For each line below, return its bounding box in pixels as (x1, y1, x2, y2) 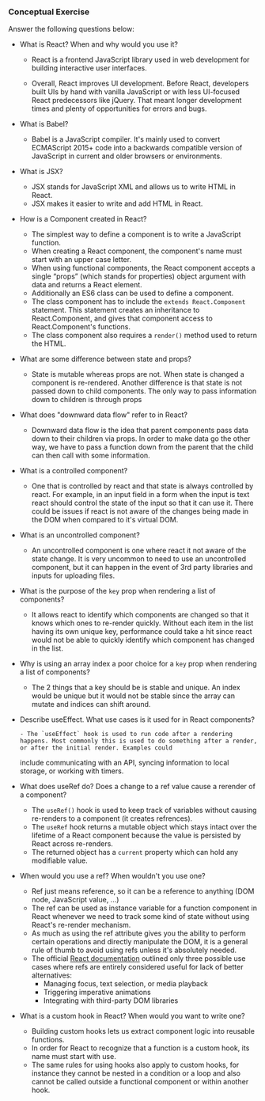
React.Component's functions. (31, 322, 131, 332)
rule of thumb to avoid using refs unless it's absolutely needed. (31, 945, 237, 955)
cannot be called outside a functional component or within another (31, 1077, 249, 1087)
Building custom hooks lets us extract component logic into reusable (31, 1027, 256, 1036)
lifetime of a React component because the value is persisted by (31, 830, 241, 841)
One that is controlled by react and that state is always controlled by (31, 481, 254, 491)
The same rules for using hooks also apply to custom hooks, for (31, 1060, 240, 1070)
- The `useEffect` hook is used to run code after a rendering (19, 731, 233, 738)
